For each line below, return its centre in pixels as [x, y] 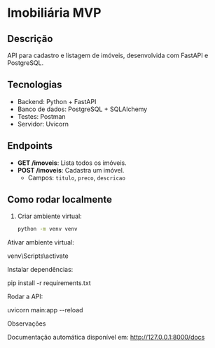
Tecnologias [35, 85]
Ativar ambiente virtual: [41, 242]
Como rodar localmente [60, 200]
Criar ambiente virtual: [49, 216]
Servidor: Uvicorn [43, 124]
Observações [27, 324]
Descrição [30, 39]
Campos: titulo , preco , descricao [77, 177]
